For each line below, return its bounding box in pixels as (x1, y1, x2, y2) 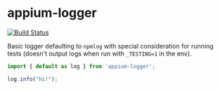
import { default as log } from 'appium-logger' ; (7, 63, 156, 70)
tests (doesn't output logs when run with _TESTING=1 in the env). (7, 49, 192, 58)
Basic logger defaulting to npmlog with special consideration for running (7, 41, 214, 50)
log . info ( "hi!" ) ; (7, 75, 58, 82)
